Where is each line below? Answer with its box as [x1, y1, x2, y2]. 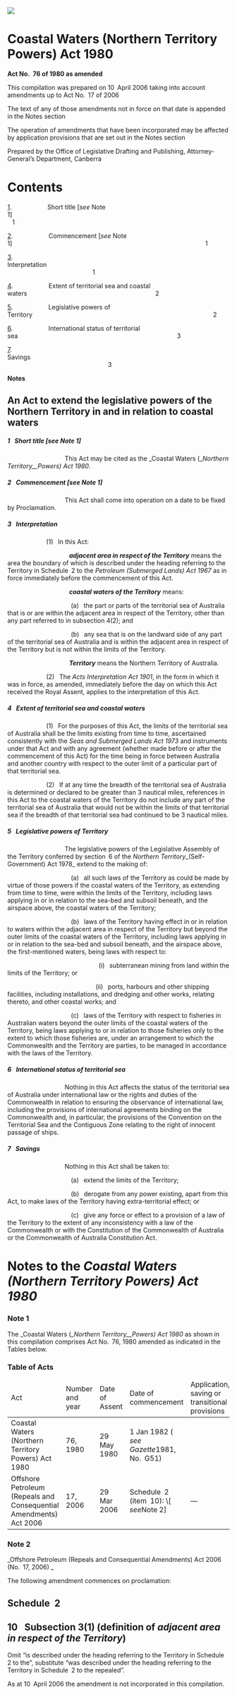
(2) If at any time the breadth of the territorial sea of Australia [45, 781, 227, 789]
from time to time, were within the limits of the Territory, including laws [7, 889, 212, 897]
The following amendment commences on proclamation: [7, 1577, 171, 1585]
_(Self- [186, 852, 205, 861]
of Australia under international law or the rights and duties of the [7, 1091, 197, 1099]
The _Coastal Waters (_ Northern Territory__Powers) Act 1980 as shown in [7, 1330, 220, 1338]
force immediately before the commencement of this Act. [7, 574, 174, 582]
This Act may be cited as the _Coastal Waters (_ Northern [64, 454, 229, 463]
